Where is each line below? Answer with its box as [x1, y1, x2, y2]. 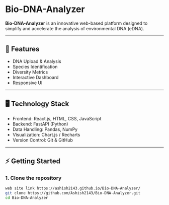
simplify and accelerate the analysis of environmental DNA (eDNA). [5, 25, 144, 31]
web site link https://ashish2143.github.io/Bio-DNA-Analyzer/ [5, 186, 141, 191]
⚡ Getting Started [5, 157, 60, 165]
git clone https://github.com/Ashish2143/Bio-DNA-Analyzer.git [5, 190, 141, 196]
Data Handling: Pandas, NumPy [12, 126, 78, 132]
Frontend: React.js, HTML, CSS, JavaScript [12, 115, 102, 121]
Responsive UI [12, 80, 43, 86]
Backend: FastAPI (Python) [12, 121, 68, 127]
